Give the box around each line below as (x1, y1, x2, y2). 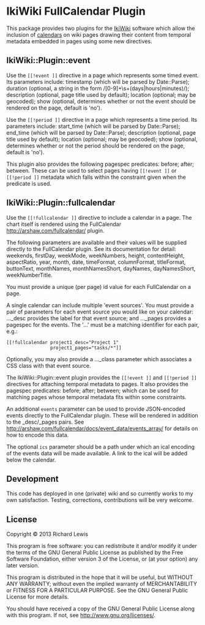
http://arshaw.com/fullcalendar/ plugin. (6, 226, 105, 234)
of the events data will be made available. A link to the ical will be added (6, 449, 188, 457)
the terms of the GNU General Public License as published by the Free (6, 549, 184, 556)
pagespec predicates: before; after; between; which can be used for (6, 387, 179, 394)
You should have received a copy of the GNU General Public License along (6, 605, 195, 613)
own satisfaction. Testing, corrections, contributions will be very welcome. (6, 496, 194, 504)
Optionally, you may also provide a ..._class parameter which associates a (6, 355, 192, 362)
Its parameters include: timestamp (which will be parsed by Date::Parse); (6, 78, 190, 85)
